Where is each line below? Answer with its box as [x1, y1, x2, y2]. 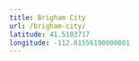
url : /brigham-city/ [9, 22, 87, 30]
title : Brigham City [9, 13, 87, 22]
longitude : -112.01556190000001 [9, 38, 130, 48]
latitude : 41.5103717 [9, 30, 91, 39]
